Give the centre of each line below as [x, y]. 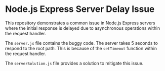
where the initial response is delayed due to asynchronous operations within [82, 28]
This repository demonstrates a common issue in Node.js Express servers [80, 23]
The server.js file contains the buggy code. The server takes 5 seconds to [82, 43]
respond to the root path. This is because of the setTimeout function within [81, 48]
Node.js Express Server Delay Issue [80, 9]
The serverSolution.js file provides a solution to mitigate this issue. [74, 63]
